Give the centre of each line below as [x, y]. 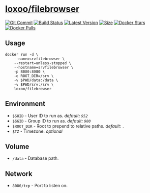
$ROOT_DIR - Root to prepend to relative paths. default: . [68, 126]
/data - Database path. [35, 158]
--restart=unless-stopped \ [43, 63]
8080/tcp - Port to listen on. [40, 186]
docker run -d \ [22, 54]
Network [19, 174]
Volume [17, 146]
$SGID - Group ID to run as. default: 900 [51, 121]
